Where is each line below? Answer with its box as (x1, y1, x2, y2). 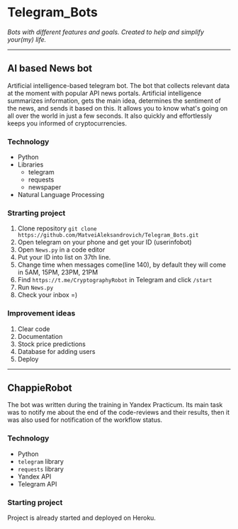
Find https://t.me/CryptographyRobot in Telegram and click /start (17, 276, 212, 284)
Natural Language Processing (17, 191, 105, 199)
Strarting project (7, 208, 66, 218)
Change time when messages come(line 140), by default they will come (17, 260, 227, 269)
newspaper (28, 183, 62, 191)
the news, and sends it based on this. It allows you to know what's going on (7, 104, 228, 112)
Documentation (17, 332, 63, 340)
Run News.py (17, 283, 54, 291)
